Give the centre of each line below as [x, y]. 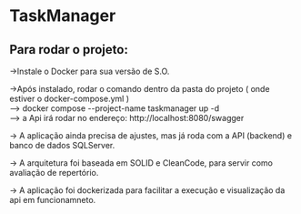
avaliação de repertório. [54, 173]
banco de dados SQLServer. [62, 145]
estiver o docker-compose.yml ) [70, 98]
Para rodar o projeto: [69, 50]
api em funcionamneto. [53, 200]
